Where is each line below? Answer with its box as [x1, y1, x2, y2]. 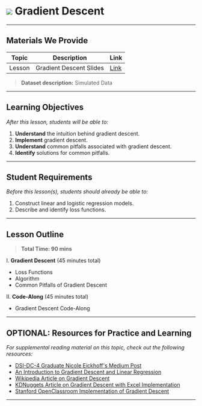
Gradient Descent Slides [35, 63, 104, 72]
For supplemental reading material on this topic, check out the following [6, 344, 185, 351]
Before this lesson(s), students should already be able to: [6, 188, 148, 195]
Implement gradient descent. [14, 136, 88, 143]
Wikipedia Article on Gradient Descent [14, 375, 110, 382]
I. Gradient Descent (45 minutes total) [6, 257, 101, 264]
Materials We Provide [6, 36, 88, 46]
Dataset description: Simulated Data [20, 79, 113, 86]
